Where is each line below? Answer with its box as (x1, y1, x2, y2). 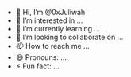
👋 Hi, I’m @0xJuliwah (15, 8, 86, 16)
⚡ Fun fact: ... (15, 61, 60, 71)
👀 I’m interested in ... (15, 16, 83, 25)
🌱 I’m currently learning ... (15, 24, 101, 33)
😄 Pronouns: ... (15, 53, 67, 62)
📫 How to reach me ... (15, 42, 90, 50)
